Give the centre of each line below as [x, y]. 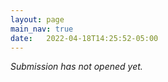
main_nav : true [42, 29]
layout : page [37, 19]
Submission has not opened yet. [76, 67]
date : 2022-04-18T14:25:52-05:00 [84, 38]
